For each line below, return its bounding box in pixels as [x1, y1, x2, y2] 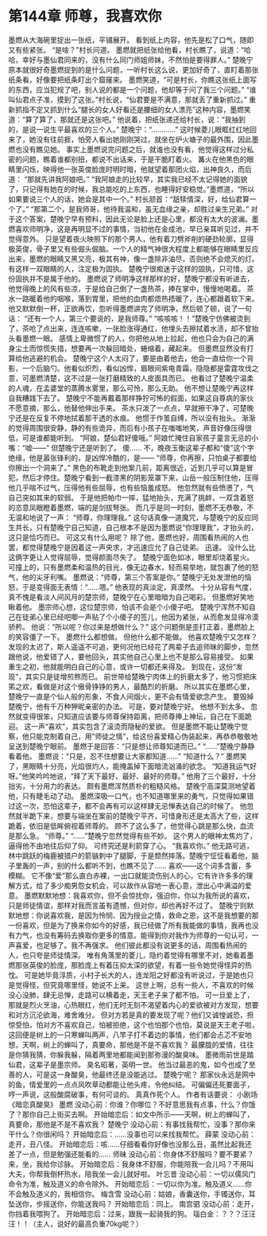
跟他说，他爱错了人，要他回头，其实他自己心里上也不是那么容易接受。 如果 [8, 652, 254, 661]
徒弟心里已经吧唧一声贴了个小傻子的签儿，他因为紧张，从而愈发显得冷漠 [21, 612, 259, 622]
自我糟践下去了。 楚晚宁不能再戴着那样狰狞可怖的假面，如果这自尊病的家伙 [8, 393, 254, 403]
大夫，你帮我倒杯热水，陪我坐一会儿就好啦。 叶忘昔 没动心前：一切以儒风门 [8, 1169, 256, 1179]
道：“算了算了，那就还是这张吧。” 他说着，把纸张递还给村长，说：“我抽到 [8, 115, 246, 124]
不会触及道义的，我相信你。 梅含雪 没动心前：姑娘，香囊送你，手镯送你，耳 [8, 1189, 256, 1199]
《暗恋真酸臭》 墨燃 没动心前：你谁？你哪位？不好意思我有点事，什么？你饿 [8, 1099, 256, 1109]
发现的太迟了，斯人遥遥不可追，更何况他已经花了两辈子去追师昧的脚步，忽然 [8, 641, 259, 651]
